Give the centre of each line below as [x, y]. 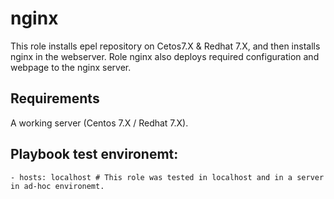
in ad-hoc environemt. [57, 186]
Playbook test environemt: [94, 154]
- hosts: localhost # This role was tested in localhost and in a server [167, 177]
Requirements [55, 98]
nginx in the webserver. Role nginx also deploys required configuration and [165, 56]
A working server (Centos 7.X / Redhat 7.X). [99, 123]
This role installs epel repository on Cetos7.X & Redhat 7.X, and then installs [165, 46]
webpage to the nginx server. [71, 67]
